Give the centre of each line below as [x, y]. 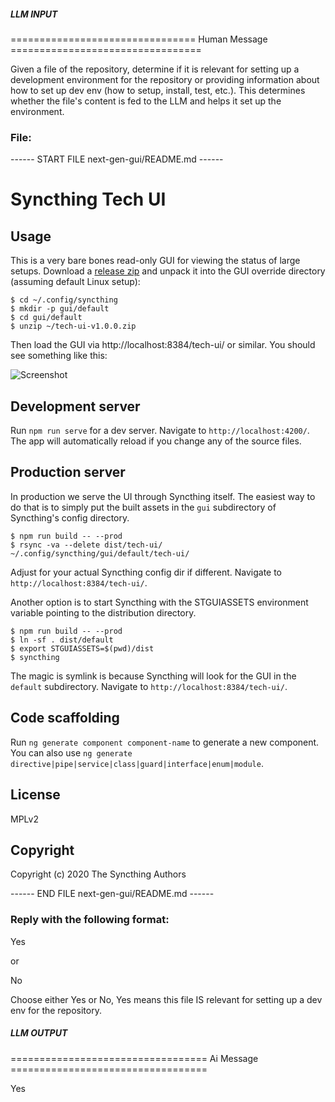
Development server [75, 406]
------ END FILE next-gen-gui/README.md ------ [112, 894]
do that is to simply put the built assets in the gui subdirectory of [143, 507]
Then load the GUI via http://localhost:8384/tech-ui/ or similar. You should [163, 345]
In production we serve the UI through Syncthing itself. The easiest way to [163, 496]
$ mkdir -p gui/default [60, 309]
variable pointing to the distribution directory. [103, 612]
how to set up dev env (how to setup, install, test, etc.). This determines [158, 90]
